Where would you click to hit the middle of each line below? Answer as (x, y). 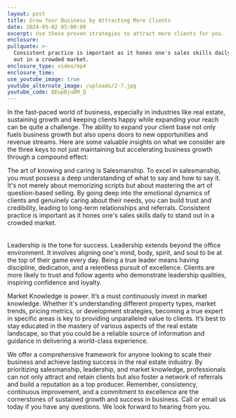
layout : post (26, 14)
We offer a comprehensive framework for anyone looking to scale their (110, 355)
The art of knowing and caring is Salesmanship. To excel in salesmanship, (114, 171)
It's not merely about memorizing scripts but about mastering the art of (110, 185)
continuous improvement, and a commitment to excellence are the (103, 392)
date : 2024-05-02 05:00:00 (47, 27)
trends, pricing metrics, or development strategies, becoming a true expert (115, 311)
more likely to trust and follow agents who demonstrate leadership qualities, (117, 275)
